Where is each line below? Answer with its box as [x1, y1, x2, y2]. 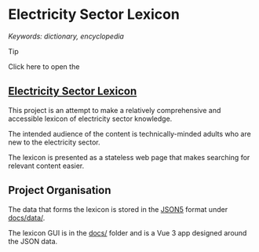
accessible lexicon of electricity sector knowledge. [8, 114, 173, 123]
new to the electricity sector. [8, 137, 100, 147]
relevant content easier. [8, 161, 85, 170]
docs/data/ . [8, 213, 46, 222]
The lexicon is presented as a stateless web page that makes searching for [8, 152, 250, 162]
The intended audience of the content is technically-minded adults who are [8, 129, 251, 138]
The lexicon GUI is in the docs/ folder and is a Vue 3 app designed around [8, 228, 247, 237]
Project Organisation [8, 184, 111, 197]
